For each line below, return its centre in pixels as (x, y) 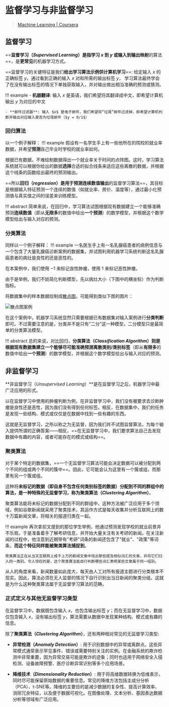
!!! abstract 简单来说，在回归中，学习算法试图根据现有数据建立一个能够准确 (83, 207)
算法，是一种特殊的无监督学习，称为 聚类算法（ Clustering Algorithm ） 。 (79, 493)
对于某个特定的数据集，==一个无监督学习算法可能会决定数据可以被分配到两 (83, 463)
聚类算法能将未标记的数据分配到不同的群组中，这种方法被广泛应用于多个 (80, 503)
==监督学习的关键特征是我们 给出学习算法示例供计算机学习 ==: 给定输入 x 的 (83, 72)
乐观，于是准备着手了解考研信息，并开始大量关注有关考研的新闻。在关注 (84, 533)
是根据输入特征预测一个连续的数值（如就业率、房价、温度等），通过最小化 (81, 189)
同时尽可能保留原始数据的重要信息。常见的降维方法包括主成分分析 (81, 680)
